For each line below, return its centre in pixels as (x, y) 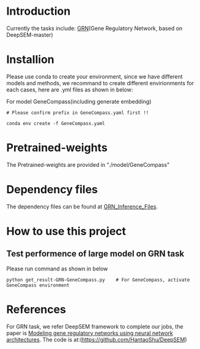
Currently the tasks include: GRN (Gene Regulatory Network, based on (94, 28)
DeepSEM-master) (30, 34)
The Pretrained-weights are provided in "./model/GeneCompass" (88, 164)
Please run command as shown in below (57, 269)
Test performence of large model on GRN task (95, 254)
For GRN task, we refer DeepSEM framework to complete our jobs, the (95, 326)
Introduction (39, 11)
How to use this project (66, 231)
